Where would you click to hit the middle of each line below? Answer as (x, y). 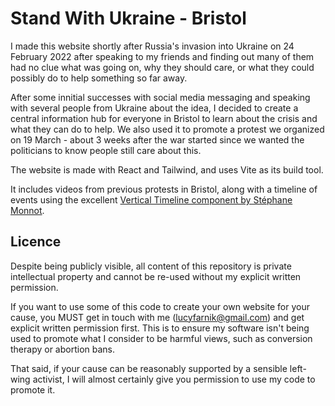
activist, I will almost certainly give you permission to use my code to (174, 379)
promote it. (33, 389)
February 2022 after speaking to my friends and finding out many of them (162, 56)
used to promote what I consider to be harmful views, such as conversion (161, 338)
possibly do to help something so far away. (99, 78)
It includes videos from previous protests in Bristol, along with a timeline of (164, 189)
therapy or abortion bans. (63, 349)
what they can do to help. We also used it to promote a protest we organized (167, 129)
